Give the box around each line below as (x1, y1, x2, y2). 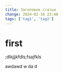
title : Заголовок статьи (5, 7, 56, 12)
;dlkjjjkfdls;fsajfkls (5, 54, 42, 60)
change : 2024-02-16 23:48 (5, 12, 58, 17)
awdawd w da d (5, 64, 37, 70)
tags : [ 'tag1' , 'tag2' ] (5, 16, 54, 21)
